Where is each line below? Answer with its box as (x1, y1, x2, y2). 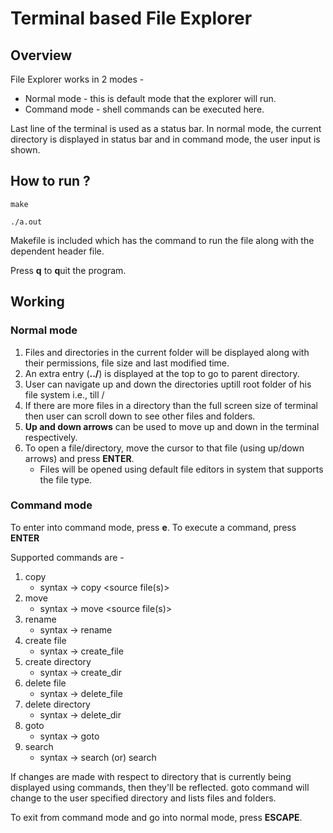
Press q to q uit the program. (10, 264, 127, 276)
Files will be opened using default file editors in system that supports (39, 463, 324, 475)
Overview (10, 47, 73, 64)
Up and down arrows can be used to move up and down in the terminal (24, 420, 320, 432)
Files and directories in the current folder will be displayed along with (24, 346, 310, 358)
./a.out (10, 217, 43, 227)
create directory (24, 655, 92, 667)
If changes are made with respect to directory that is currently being (10, 770, 292, 782)
